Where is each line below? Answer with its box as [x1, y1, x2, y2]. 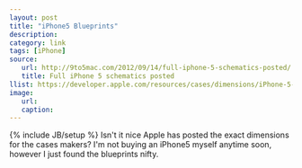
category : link [9, 38, 67, 48]
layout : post [9, 13, 58, 22]
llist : [9, 80, 34, 89]
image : [9, 88, 34, 97]
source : [9, 55, 39, 64]
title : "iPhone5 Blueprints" [9, 22, 119, 31]
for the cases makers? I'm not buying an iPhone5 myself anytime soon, [9, 139, 272, 150]
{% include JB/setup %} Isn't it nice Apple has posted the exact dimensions [9, 129, 289, 140]
